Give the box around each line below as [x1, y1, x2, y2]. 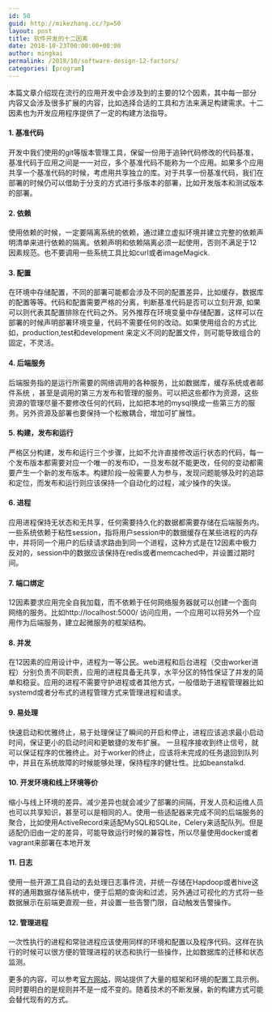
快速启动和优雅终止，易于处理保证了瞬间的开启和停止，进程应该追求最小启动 [8, 727, 264, 737]
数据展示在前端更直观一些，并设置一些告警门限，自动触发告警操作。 [8, 897, 236, 907]
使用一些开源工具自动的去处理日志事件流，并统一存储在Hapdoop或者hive [8, 877, 253, 887]
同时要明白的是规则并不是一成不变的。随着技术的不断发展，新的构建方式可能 [8, 984, 264, 994]
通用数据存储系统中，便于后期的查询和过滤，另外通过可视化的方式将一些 [22, 887, 264, 897]
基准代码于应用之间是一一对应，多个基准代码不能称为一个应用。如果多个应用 [8, 157, 264, 167]
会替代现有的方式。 [8, 995, 73, 1005]
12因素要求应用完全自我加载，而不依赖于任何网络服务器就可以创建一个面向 [8, 597, 257, 607]
